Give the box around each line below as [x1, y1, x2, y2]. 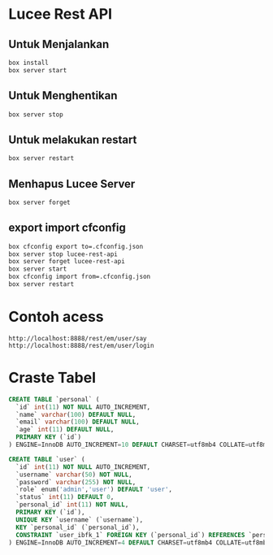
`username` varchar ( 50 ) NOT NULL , [15, 470, 132, 479]
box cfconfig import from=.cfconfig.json [8, 273, 151, 281]
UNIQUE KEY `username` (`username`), [15, 515, 144, 524]
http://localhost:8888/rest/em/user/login [8, 341, 154, 349]
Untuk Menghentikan [8, 89, 118, 102]
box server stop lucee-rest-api [8, 249, 118, 258]
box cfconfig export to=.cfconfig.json [8, 242, 144, 250]
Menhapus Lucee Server [8, 176, 136, 191]
